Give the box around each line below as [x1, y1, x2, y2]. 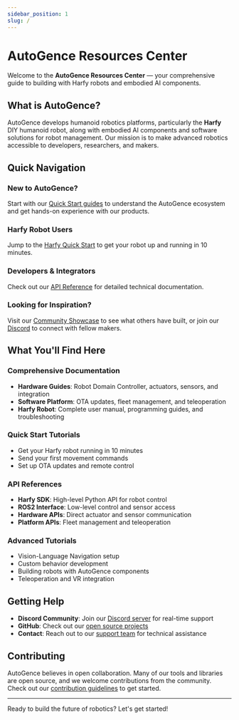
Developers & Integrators [7, 266, 96, 276]
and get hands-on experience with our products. [7, 207, 150, 215]
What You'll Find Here [7, 345, 106, 357]
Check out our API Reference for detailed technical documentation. [7, 282, 204, 291]
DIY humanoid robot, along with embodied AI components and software [7, 126, 218, 135]
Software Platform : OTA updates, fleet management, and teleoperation [17, 397, 226, 406]
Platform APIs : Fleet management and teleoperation [17, 518, 171, 527]
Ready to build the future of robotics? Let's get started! [7, 704, 169, 713]
